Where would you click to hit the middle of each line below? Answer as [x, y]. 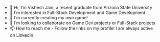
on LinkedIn [22, 35]
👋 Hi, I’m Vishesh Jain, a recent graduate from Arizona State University [81, 7]
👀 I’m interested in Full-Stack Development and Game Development [78, 13]
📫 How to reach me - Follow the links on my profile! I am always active [81, 28]
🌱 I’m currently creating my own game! [49, 18]
